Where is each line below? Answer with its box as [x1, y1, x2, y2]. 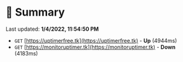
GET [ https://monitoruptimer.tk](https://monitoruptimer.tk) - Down [14, 43, 176, 51]
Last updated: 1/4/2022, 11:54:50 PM [5, 25, 99, 33]
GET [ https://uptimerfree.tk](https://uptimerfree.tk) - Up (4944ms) [14, 37, 177, 44]
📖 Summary [5, 5, 65, 19]
